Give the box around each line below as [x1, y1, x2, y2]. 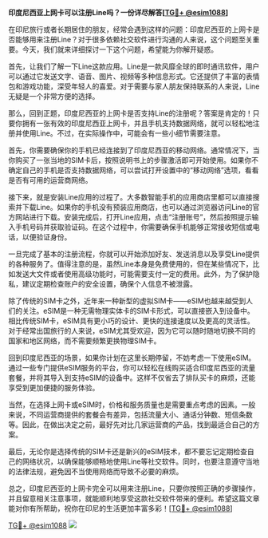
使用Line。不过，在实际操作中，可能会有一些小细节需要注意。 [22, 129, 225, 138]
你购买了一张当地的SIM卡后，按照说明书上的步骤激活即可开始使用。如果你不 [8, 156, 259, 164]
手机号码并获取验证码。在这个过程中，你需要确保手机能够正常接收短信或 [14, 223, 253, 231]
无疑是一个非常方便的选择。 [8, 92, 100, 101]
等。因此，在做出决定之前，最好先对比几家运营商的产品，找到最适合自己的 [8, 420, 253, 429]
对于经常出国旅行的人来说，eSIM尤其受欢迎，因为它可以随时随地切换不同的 [8, 326, 256, 335]
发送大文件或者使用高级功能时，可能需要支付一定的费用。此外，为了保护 [14, 269, 253, 279]
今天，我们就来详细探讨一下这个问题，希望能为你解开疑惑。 [22, 45, 218, 54]
